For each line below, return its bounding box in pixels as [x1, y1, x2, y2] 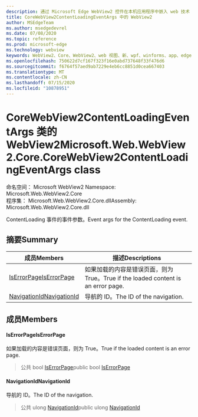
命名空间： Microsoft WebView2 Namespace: [6, 183, 116, 191]
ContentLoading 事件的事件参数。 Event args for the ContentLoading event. [6, 216, 188, 223]
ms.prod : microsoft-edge [6, 42, 67, 48]
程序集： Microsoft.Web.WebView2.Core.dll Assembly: [6, 197, 137, 204]
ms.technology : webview [6, 47, 65, 53]
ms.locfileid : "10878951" [6, 86, 70, 91]
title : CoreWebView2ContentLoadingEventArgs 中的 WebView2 [6, 14, 153, 20]
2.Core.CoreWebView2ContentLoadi [6, 151, 189, 164]
